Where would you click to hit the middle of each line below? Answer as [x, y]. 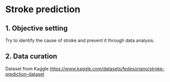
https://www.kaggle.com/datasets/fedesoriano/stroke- [107, 69]
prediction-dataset [25, 74]
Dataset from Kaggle [27, 69]
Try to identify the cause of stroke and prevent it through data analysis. [80, 40]
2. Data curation [31, 56]
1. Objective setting [37, 28]
